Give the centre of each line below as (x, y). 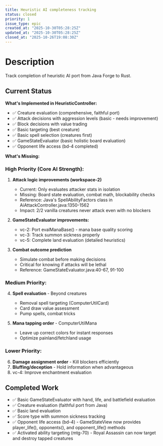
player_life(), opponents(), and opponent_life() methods (69, 428)
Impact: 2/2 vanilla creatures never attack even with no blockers (85, 210)
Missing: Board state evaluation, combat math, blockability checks (87, 194)
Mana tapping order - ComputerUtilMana (54, 323)
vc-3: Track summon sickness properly (60, 235)
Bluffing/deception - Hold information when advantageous (73, 367)
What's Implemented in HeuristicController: (51, 103)
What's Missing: (22, 156)
